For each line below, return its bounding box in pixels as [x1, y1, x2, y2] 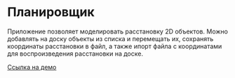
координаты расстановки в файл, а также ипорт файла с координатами [7, 42, 222, 50]
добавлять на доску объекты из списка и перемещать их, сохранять [7, 34, 214, 42]
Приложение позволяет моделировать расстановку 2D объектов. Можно [7, 27, 228, 36]
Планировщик [7, 4, 95, 20]
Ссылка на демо [7, 63, 57, 71]
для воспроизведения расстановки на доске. [7, 49, 144, 58]
